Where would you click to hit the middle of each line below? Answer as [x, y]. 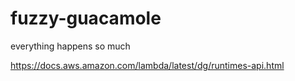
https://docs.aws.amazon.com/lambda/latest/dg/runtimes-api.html [147, 65]
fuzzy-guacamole [86, 18]
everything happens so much [70, 46]
